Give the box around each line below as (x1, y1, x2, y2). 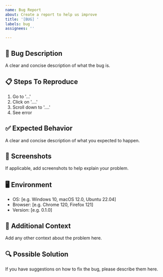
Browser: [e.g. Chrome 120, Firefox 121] (12, 202, 93, 208)
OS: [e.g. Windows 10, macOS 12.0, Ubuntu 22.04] (12, 197, 116, 203)
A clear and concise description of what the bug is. (5, 62, 110, 68)
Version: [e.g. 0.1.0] (12, 207, 52, 213)
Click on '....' (12, 99, 38, 105)
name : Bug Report (5, 7, 41, 13)
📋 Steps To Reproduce (5, 77, 78, 86)
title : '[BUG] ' (5, 17, 39, 22)
